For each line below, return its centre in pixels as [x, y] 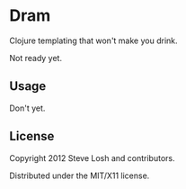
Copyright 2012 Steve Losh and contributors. [92, 157]
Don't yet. [27, 108]
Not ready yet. [36, 58]
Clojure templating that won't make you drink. [93, 40]
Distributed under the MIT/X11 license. [80, 175]
